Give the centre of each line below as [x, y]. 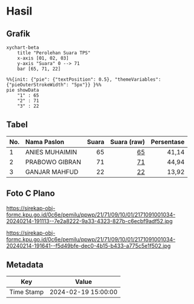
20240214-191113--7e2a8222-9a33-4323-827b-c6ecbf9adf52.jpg [89, 221]
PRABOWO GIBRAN [53, 162]
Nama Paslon [45, 142]
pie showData [23, 90]
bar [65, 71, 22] [39, 69]
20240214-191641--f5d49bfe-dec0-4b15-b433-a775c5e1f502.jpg [89, 246]
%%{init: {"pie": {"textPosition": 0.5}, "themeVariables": [84, 80]
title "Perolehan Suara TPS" [54, 53]
